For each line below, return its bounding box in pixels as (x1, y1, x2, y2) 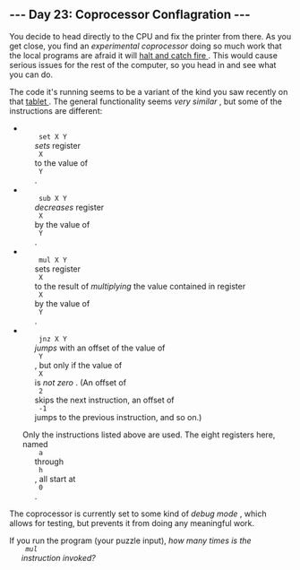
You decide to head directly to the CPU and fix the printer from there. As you (9, 30, 292, 41)
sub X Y (39, 194, 67, 203)
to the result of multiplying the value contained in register (34, 281, 246, 291)
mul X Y (39, 255, 67, 264)
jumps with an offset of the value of (34, 342, 166, 353)
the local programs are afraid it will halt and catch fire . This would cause (9, 49, 278, 61)
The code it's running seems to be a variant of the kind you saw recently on (9, 86, 288, 97)
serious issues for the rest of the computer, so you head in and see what (9, 59, 277, 70)
